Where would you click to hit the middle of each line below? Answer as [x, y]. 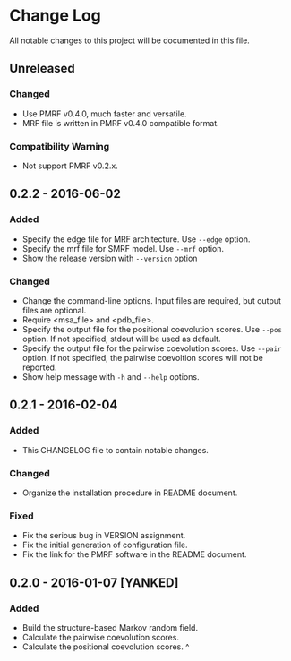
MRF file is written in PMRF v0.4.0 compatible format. [120, 123]
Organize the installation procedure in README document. [130, 493]
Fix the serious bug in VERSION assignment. [104, 536]
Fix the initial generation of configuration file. [105, 545]
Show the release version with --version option [110, 258]
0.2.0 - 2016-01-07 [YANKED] [94, 583]
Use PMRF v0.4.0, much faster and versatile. [104, 114]
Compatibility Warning [60, 146]
